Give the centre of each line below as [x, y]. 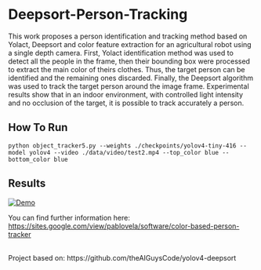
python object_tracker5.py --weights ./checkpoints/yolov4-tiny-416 [122, 146]
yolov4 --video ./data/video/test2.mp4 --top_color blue [124, 152]
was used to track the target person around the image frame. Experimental [129, 86]
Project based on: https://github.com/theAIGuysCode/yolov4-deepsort [122, 257]
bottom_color [29, 159]
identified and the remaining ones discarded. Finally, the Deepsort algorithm [130, 78]
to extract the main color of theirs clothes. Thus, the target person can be [127, 69]
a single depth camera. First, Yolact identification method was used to [121, 53]
